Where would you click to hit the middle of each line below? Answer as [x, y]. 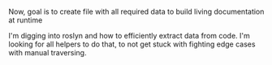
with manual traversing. [47, 53]
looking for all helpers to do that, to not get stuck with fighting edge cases [132, 44]
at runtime [26, 20]
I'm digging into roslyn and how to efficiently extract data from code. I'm [129, 36]
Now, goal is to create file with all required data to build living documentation [136, 12]
